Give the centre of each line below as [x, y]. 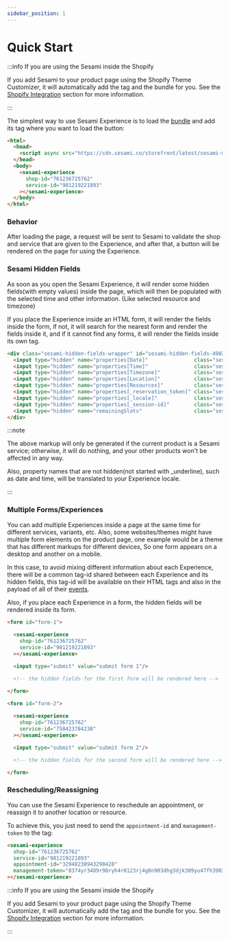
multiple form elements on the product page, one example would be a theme [115, 539]
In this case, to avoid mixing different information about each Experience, [110, 567]
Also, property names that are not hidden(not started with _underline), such [113, 472]
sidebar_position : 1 [37, 13]
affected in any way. [36, 458]
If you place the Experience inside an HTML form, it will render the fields [109, 319]
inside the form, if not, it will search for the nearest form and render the [107, 326]
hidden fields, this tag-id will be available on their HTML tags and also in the [114, 582]
